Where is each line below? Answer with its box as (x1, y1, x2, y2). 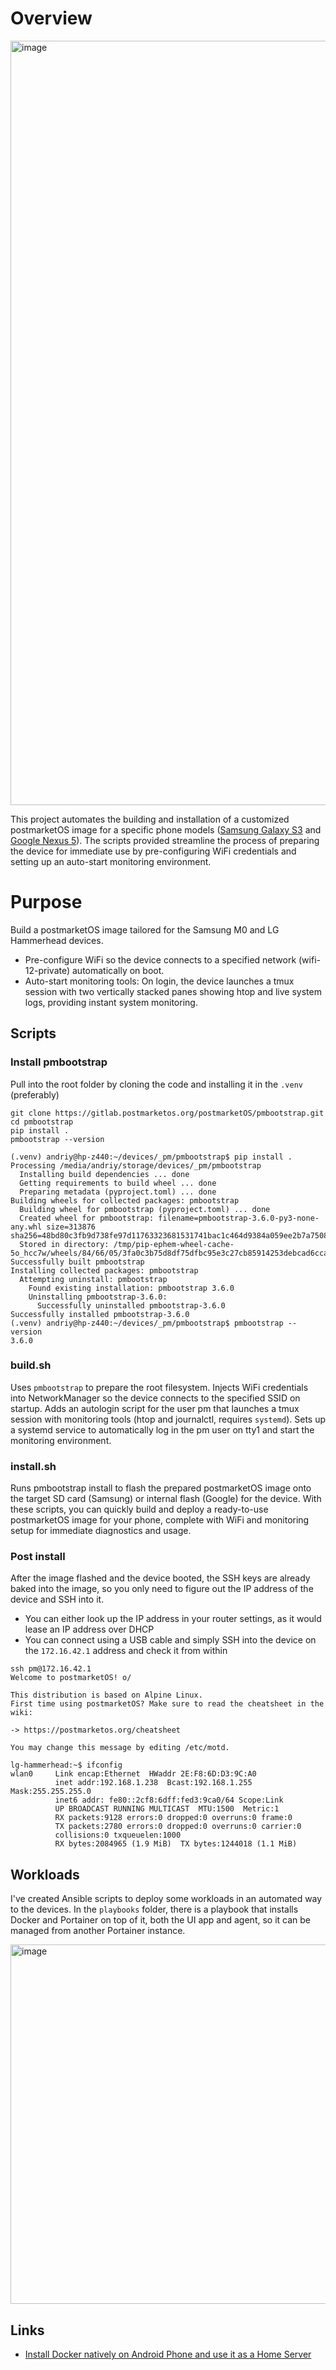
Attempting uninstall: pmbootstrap (19, 1274, 168, 1284)
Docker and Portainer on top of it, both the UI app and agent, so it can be (10, 1914, 311, 1926)
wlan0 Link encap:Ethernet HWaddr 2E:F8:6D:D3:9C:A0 (10, 1769, 257, 1779)
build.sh (10, 1358, 52, 1372)
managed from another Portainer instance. (10, 1925, 186, 1937)
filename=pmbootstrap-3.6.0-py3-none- (158, 1213, 320, 1223)
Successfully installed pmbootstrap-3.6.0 (10, 1309, 190, 1319)
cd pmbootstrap (10, 1117, 74, 1127)
